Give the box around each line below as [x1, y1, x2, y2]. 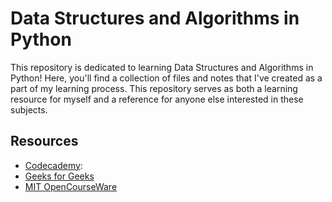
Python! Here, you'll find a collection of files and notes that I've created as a [10, 72, 323, 84]
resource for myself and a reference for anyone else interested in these [10, 93, 304, 105]
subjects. [10, 103, 48, 116]
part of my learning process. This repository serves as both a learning [10, 82, 298, 94]
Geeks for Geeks [24, 170, 95, 182]
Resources [10, 133, 79, 150]
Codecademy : [24, 159, 83, 171]
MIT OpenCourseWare [24, 180, 118, 192]
